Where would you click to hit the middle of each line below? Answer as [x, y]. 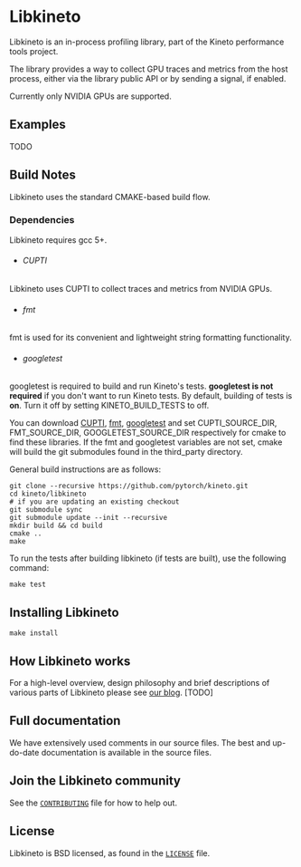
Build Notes [43, 175]
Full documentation [65, 721]
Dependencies [42, 220]
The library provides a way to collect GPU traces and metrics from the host [149, 69]
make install [34, 633]
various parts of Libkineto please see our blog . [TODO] [112, 693]
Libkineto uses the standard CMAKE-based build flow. [110, 197]
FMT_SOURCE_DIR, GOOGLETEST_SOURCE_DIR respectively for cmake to [148, 433]
